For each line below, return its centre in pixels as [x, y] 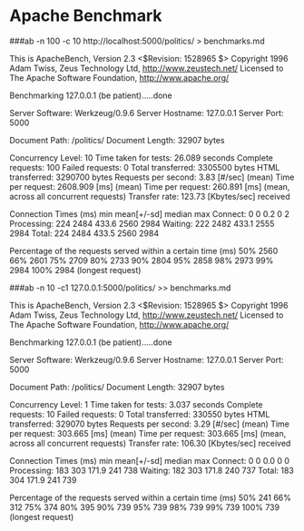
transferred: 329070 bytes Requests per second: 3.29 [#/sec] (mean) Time [150, 424]
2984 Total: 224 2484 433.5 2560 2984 [84, 233]
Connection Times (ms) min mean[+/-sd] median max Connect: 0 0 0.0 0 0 [150, 460]
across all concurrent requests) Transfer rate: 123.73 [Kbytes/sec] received [150, 196]
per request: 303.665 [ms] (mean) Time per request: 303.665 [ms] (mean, [148, 433]
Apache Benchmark [86, 16]
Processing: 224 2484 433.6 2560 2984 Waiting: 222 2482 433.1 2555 [142, 223]
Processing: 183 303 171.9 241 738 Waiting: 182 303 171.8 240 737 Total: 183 [152, 470]
